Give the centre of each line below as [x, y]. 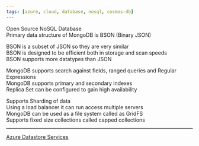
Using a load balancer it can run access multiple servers [75, 107]
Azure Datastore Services [38, 137]
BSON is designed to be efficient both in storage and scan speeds [87, 53]
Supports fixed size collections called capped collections [76, 120]
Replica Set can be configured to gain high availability [72, 89]
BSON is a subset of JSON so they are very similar [68, 46]
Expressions [21, 77]
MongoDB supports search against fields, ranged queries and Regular [91, 70]
